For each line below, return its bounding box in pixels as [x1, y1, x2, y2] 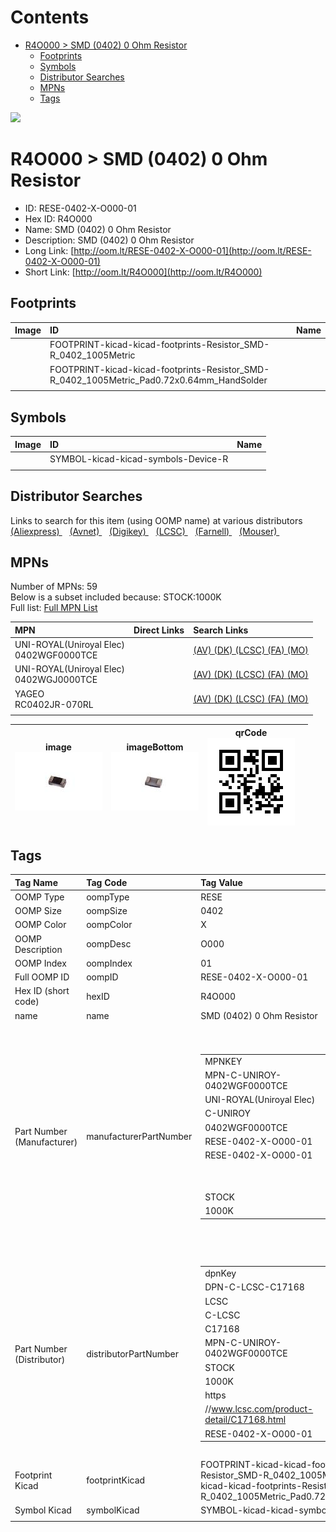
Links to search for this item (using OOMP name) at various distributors [10, 514, 303, 526]
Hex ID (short [14, 985, 70, 997]
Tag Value [200, 876, 243, 888]
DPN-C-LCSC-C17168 [204, 1281, 305, 1293]
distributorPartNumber [86, 1348, 180, 1360]
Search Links [193, 624, 249, 636]
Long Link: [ [24, 244, 75, 256]
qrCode [234, 726, 268, 738]
